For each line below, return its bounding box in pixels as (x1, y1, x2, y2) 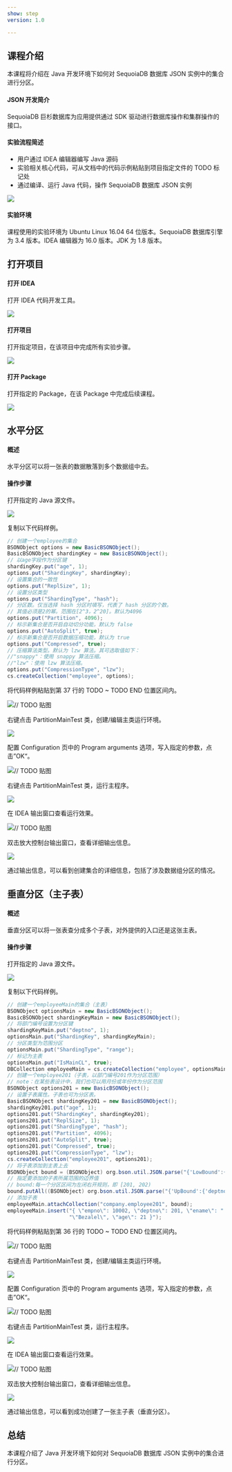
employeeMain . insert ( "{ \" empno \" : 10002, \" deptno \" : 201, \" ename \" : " (7, 1207, 224, 1214)
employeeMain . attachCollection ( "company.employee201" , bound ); (7, 1200, 193, 1207)
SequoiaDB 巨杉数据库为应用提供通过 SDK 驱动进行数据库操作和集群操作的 (7, 112, 220, 121)
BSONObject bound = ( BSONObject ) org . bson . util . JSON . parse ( (7, 1169, 184, 1176)
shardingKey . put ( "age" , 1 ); (7, 563, 88, 570)
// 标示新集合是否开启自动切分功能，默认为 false (7, 621, 133, 628)
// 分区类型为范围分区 (7, 1040, 64, 1047)
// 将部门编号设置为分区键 (7, 1020, 74, 1027)
